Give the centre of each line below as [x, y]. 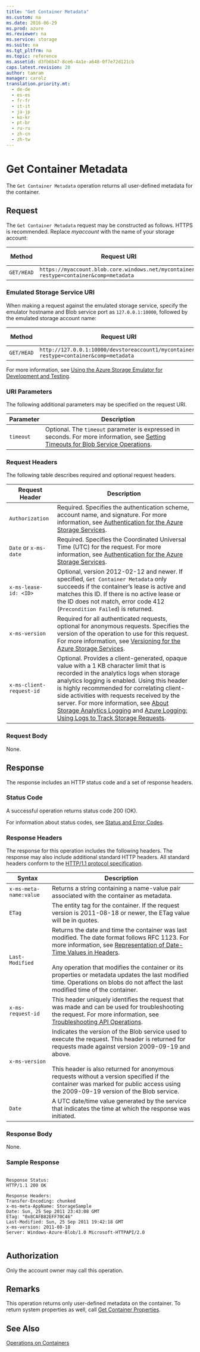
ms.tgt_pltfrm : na [29, 51]
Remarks [23, 1289]
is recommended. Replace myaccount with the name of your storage [90, 231]
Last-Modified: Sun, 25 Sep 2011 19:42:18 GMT [65, 1222]
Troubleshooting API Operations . [97, 1022]
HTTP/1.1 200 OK [26, 1185]
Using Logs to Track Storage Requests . [112, 718]
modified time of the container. [95, 990]
